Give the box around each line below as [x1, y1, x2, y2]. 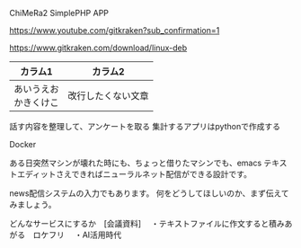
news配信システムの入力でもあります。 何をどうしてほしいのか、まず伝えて [9, 188, 289, 199]
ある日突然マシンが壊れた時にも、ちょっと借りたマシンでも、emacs [9, 157, 262, 168]
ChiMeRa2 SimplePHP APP [9, 8, 110, 18]
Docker [9, 139, 37, 149]
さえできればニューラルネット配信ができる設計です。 [56, 169, 252, 179]
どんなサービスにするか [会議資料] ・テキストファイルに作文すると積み [9, 218, 285, 228]
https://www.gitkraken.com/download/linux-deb [9, 42, 188, 53]
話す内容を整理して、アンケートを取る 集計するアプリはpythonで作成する [9, 121, 281, 131]
